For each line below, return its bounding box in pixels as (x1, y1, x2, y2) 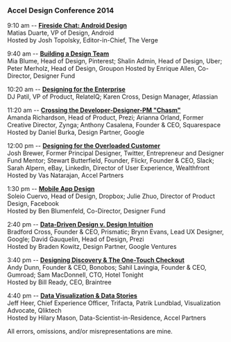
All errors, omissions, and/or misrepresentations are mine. (7, 327, 173, 336)
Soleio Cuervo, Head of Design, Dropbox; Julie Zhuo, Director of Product (7, 192, 215, 200)
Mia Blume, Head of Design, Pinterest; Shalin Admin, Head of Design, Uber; (7, 57, 223, 65)
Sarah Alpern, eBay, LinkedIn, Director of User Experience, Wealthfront (7, 164, 210, 172)
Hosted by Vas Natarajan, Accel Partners (7, 171, 124, 179)
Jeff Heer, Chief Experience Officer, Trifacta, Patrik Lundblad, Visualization (7, 299, 221, 307)
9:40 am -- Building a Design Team (7, 49, 110, 58)
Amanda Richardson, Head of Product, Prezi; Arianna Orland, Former (7, 113, 204, 122)
